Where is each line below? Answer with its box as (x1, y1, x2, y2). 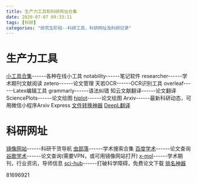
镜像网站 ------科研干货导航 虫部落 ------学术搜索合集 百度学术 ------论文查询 (6, 145, 191, 152)
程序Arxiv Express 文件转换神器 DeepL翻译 (26, 102, 131, 109)
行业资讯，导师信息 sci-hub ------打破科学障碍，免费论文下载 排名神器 (16, 160, 186, 167)
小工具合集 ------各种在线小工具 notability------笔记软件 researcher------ (6, 73, 182, 80)
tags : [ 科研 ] (6, 19, 36, 25)
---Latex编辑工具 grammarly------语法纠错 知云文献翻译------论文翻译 (6, 87, 176, 94)
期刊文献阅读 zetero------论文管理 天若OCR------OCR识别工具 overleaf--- (11, 80, 191, 87)
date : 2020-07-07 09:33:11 (6, 14, 72, 20)
